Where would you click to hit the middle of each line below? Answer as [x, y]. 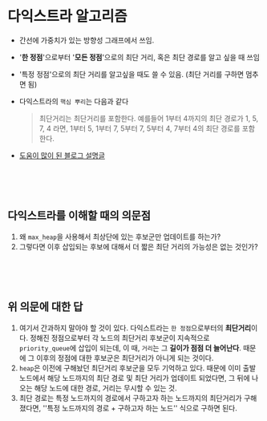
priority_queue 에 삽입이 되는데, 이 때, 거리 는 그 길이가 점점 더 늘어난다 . [130, 348]
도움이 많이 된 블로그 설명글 [62, 155]
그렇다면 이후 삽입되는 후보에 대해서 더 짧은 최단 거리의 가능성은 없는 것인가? [138, 246]
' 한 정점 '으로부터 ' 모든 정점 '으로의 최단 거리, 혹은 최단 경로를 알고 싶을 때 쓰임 [139, 57]
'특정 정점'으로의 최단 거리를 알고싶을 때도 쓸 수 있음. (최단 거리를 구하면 [131, 74]
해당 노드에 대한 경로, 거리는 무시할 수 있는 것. [105, 388]
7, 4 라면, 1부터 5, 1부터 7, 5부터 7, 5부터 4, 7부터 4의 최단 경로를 [140, 128]
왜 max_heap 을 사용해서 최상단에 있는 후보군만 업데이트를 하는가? [120, 237]
